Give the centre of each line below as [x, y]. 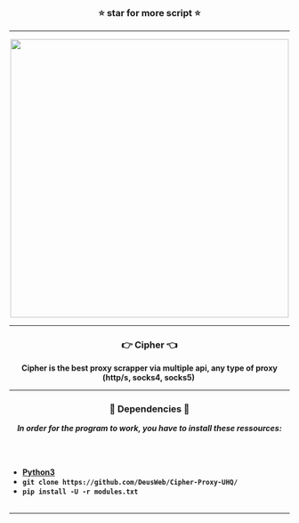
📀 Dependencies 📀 [149, 409]
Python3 [38, 472]
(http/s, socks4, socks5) [149, 377]
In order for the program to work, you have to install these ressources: [149, 428]
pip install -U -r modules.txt [80, 492]
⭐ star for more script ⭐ [149, 12]
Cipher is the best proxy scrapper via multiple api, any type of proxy [149, 368]
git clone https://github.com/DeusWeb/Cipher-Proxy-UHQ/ [130, 482]
